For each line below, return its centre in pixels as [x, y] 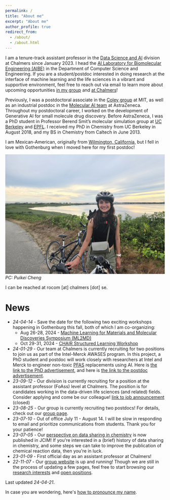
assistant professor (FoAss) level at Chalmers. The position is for [80, 386]
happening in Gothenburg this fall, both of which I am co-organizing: [84, 327]
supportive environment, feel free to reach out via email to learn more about [84, 85]
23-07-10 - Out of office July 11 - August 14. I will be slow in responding [87, 419]
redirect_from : [21, 32]
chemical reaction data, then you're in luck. [57, 451]
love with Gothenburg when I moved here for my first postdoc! [70, 147]
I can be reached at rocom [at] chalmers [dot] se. [56, 287]
